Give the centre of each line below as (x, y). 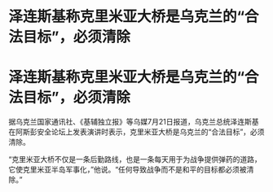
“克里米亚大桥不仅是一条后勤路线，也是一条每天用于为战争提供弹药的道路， (135, 159)
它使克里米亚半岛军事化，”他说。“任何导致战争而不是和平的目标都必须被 (128, 170)
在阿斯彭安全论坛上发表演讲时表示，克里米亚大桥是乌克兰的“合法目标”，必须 (136, 132)
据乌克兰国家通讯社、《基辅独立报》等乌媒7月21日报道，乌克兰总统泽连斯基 (134, 122)
